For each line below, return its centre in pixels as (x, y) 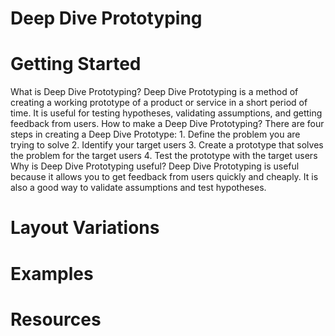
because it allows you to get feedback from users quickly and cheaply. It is (164, 177)
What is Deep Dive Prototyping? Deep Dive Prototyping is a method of (154, 92)
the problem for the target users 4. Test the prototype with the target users (164, 156)
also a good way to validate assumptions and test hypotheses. (138, 188)
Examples (52, 273)
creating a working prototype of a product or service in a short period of (159, 103)
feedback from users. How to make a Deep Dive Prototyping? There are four (167, 124)
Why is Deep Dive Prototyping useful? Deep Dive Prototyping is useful (155, 166)
